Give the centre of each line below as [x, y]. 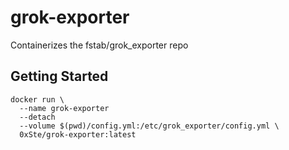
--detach [37, 117]
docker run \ [37, 99]
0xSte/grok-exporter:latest [78, 134]
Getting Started [59, 76]
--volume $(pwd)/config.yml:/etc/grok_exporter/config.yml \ [149, 126]
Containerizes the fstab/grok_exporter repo [99, 45]
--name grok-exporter [64, 108]
